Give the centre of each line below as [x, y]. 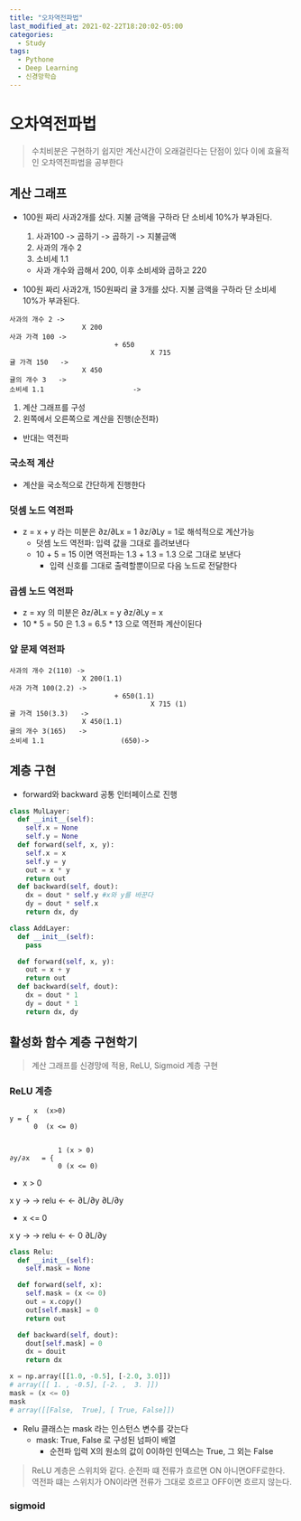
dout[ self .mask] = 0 [64, 1343]
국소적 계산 [32, 464]
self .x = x [46, 853]
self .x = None [52, 828]
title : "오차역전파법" [46, 18]
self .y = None [52, 837]
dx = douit [46, 1352]
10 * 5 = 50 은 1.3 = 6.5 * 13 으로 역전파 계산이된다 [112, 624]
